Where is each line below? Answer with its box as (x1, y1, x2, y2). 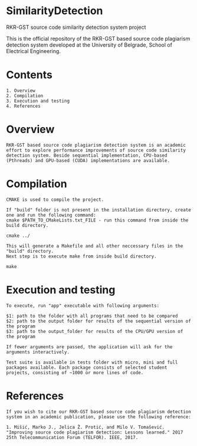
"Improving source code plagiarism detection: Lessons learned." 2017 (6, 429, 183, 435)
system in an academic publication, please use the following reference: (6, 414, 192, 419)
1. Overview (6, 87, 35, 94)
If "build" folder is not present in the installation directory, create (6, 207, 192, 213)
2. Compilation (6, 92, 44, 98)
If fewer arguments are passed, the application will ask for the (6, 343, 173, 350)
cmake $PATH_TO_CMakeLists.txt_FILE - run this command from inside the (6, 217, 189, 223)
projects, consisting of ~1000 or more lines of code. (6, 369, 144, 375)
